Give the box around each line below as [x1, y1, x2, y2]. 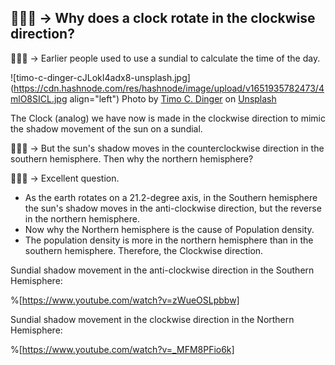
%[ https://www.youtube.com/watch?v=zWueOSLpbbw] [10, 294, 240, 306]
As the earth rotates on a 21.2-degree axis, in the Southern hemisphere [24, 191, 318, 203]
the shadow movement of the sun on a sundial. [10, 122, 203, 135]
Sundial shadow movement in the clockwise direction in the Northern [10, 313, 295, 325]
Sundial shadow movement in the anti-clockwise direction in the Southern [10, 264, 315, 276]
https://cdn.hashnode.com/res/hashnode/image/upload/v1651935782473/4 [13, 82, 325, 94]
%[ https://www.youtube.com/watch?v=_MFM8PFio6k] [10, 343, 235, 355]
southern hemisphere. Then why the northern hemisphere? [10, 152, 254, 165]
